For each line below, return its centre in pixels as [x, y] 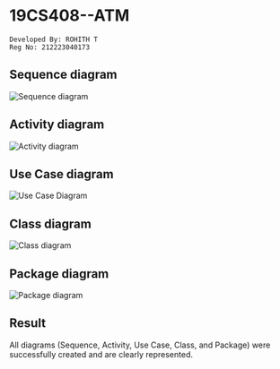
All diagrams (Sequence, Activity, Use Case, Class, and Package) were [140, 345]
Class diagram [50, 223]
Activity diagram [57, 125]
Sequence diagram [64, 75]
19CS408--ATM [70, 16]
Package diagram [59, 274]
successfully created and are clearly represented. [101, 354]
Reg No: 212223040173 [50, 47]
